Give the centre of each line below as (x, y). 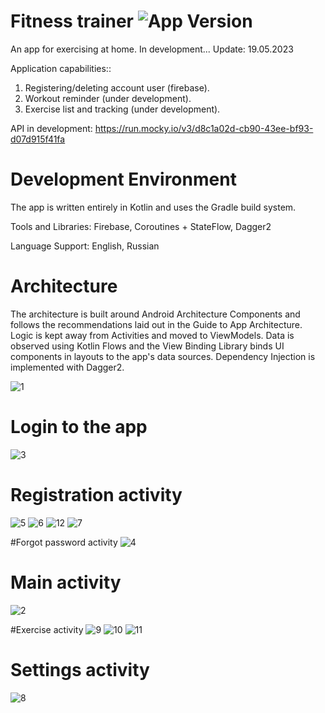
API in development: (51, 128)
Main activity (66, 582)
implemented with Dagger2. (67, 367)
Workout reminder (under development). (108, 98)
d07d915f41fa (38, 139)
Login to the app (79, 427)
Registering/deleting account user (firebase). (117, 87)
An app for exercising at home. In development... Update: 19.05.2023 (152, 49)
